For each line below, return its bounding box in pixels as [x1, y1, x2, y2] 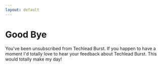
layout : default [5, 7, 39, 12]
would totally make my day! [5, 56, 62, 62]
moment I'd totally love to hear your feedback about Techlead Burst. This [5, 50, 157, 56]
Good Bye [5, 28, 47, 40]
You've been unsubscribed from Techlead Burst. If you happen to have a [5, 45, 156, 51]
